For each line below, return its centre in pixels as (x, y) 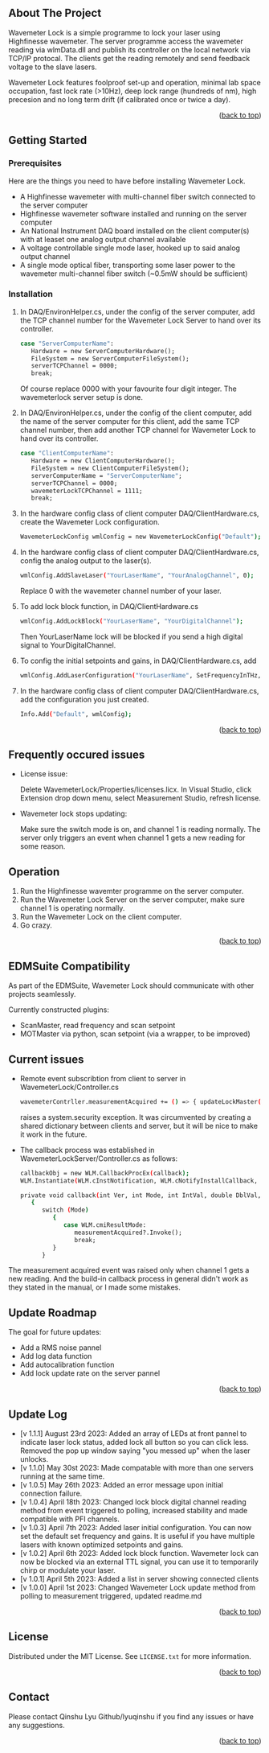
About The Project (55, 13)
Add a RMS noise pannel (61, 1348)
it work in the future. (53, 1134)
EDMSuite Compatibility (69, 966)
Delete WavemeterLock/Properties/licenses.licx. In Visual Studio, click (136, 790)
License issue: (44, 774)
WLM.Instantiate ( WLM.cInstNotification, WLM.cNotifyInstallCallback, (139, 1181)
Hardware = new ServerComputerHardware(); (103, 351)
